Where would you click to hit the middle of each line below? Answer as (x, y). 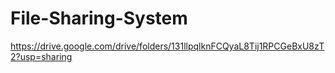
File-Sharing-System (99, 18)
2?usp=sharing (41, 56)
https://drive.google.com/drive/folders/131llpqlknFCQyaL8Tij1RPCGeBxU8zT (167, 46)
